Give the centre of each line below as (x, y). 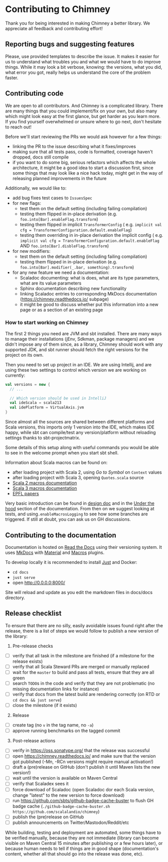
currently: (15, 375)
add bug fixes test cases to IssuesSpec (52, 198)
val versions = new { (28, 384)
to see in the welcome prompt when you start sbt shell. (62, 453)
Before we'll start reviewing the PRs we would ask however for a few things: (83, 136)
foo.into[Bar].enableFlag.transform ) (59, 219)
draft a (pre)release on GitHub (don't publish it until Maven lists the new (86, 767)
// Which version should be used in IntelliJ (58, 398)
